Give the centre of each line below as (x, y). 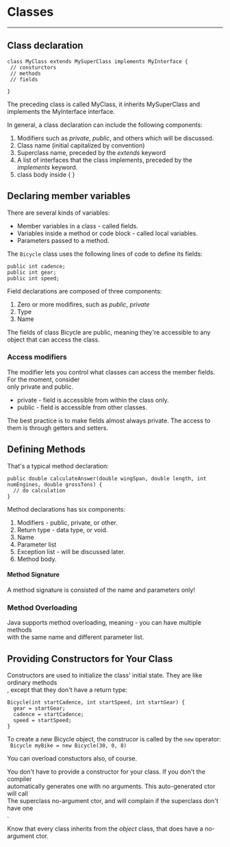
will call (18, 794)
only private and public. (40, 386)
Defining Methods (46, 450)
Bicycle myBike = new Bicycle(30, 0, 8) (68, 745)
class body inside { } (46, 174)
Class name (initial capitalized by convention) (81, 145)
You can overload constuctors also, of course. (72, 758)
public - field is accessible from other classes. (82, 407)
